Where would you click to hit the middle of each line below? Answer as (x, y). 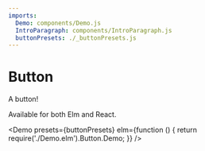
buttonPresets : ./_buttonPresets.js (76, 38)
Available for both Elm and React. (62, 114)
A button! (23, 99)
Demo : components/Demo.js (58, 23)
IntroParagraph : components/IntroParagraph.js (94, 30)
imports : (23, 15)
